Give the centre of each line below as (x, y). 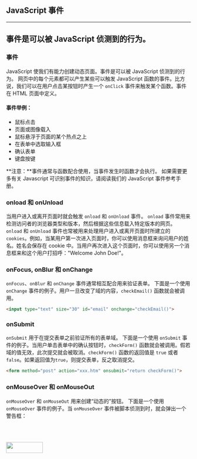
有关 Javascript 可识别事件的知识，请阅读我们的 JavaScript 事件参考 (93, 178)
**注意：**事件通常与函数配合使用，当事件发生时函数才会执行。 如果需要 (94, 171)
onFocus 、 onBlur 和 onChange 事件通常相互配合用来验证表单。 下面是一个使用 (98, 283)
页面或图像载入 (33, 129)
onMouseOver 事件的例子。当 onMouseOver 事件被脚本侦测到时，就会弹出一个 (96, 408)
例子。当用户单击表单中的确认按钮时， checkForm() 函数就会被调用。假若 (103, 345)
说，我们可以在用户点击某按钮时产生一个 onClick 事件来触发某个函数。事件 (96, 86)
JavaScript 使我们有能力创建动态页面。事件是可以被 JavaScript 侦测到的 (93, 71)
